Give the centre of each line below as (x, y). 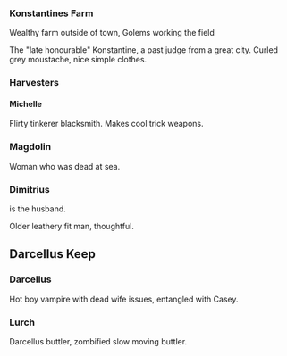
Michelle (26, 103)
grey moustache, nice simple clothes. (78, 60)
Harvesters (34, 83)
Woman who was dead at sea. (65, 166)
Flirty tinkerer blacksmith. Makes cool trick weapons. (106, 124)
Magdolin (30, 147)
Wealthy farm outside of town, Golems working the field (112, 33)
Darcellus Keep (52, 254)
